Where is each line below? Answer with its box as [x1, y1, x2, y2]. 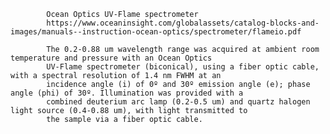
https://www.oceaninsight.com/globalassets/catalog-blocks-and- [46, 18, 320, 28]
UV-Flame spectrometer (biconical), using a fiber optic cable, [46, 62, 320, 72]
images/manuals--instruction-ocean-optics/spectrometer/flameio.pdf [10, 27, 302, 37]
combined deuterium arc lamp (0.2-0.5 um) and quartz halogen [46, 97, 311, 107]
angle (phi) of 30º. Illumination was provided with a [10, 88, 244, 98]
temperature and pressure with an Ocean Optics [10, 53, 213, 63]
